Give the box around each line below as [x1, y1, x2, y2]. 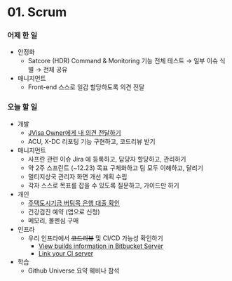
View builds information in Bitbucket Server [38, 242, 163, 250]
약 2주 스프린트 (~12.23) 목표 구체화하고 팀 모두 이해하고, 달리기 [27, 163, 203, 172]
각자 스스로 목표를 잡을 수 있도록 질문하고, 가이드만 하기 [27, 181, 180, 190]
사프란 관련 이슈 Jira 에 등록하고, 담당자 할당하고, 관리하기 [27, 155, 186, 163]
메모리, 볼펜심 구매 [27, 216, 79, 225]
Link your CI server [38, 249, 94, 257]
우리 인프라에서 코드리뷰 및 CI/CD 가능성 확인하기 [27, 233, 163, 242]
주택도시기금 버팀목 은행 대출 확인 [27, 198, 121, 207]
